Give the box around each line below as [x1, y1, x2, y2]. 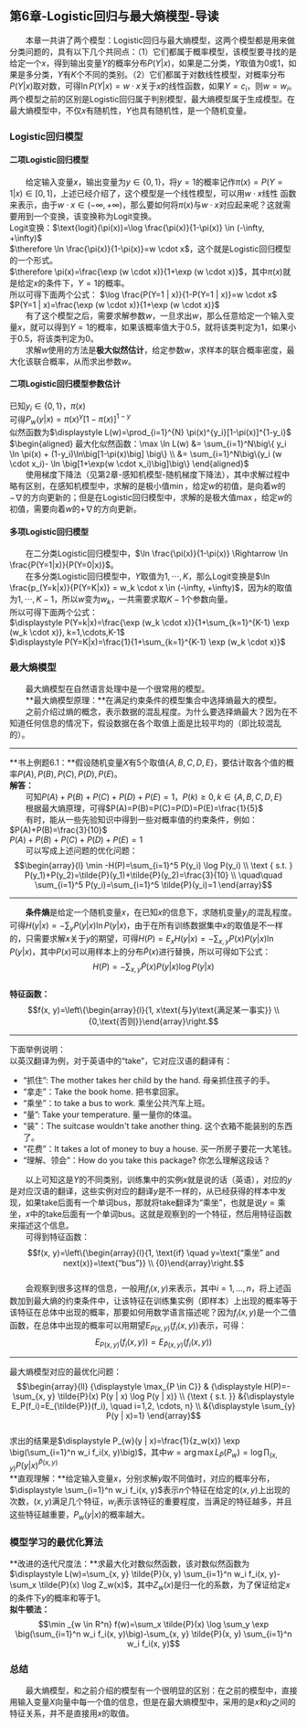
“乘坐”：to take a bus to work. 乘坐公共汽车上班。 [22, 1097, 210, 1108]
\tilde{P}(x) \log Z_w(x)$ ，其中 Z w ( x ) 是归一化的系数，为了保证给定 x [37, 1580, 291, 1593]
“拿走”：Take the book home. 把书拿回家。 [22, 1086, 185, 1097]
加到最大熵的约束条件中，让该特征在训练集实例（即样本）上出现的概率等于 [16, 1295, 298, 1306]
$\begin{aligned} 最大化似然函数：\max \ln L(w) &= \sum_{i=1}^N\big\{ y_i [9, 438, 287, 450]
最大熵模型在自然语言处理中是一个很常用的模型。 [26, 684, 210, 695]
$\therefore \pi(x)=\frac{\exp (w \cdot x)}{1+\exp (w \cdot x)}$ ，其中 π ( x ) [9, 266, 283, 277]
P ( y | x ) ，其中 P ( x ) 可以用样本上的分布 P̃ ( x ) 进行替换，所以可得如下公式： [9, 945, 271, 957]
